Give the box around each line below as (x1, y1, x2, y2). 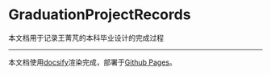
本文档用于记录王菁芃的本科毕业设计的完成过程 (8, 33, 164, 42)
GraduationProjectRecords (8, 6, 191, 24)
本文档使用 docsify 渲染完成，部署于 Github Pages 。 (8, 57, 177, 67)
